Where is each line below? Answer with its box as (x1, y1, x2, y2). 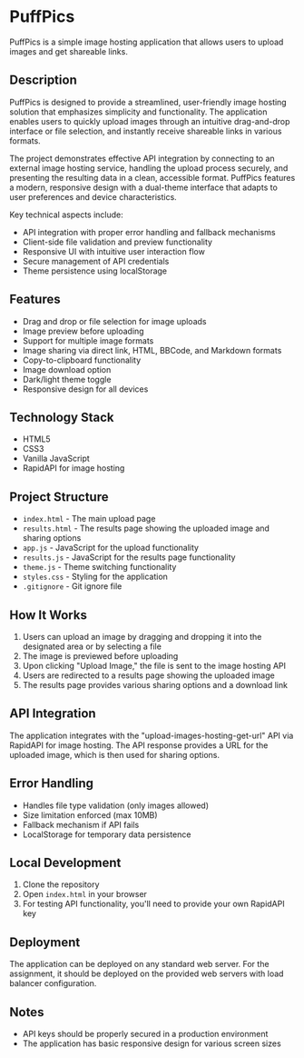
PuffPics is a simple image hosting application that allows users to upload (9, 36, 284, 47)
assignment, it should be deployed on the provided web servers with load (9, 968, 284, 979)
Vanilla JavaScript (22, 453, 91, 464)
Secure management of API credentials (22, 255, 170, 266)
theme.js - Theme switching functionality (22, 562, 177, 573)
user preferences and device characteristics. (9, 191, 177, 202)
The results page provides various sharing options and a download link (22, 680, 289, 690)
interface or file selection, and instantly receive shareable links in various (9, 125, 282, 136)
